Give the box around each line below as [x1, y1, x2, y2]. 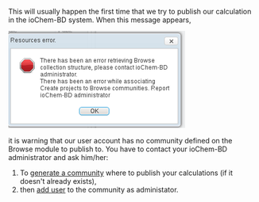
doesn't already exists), [19, 177, 97, 185]
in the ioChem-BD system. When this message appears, [8, 15, 192, 25]
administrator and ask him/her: [8, 153, 109, 162]
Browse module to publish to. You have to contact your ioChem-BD [8, 144, 228, 154]
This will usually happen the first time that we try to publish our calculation [8, 7, 252, 16]
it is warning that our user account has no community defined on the [8, 136, 233, 145]
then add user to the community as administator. [19, 185, 179, 194]
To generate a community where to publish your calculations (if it [19, 168, 233, 177]
